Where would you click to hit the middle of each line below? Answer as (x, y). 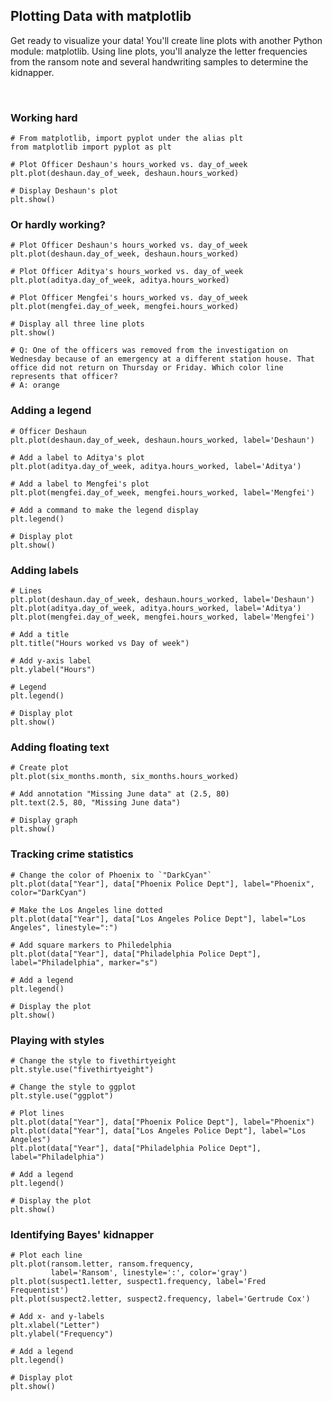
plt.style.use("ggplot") (62, 1095)
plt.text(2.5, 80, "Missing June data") (96, 803)
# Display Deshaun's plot (64, 191)
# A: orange (35, 385)
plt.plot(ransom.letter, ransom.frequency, (102, 1264)
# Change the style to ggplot (73, 1087)
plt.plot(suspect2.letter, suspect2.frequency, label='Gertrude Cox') (160, 1299)
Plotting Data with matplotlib (101, 16)
